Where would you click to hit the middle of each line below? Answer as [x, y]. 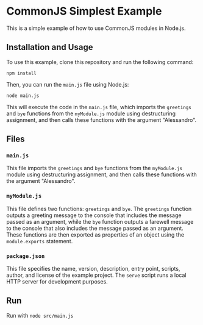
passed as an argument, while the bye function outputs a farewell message [100, 221]
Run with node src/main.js [40, 315]
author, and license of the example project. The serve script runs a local [96, 275]
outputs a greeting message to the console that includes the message [94, 215]
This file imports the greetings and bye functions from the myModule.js [94, 168]
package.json [26, 256]
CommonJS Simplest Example [84, 11]
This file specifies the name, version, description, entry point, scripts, [93, 269]
